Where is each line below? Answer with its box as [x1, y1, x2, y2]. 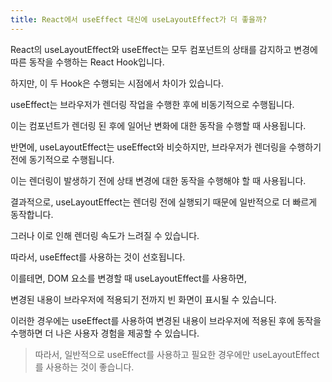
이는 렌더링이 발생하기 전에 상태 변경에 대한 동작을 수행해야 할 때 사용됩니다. [10, 174, 307, 186]
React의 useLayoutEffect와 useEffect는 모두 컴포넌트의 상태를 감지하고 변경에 [10, 43, 318, 55]
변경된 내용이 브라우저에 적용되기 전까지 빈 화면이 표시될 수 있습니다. [10, 293, 277, 305]
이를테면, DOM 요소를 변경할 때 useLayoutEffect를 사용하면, [10, 272, 248, 284]
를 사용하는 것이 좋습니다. [34, 361, 135, 373]
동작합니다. [10, 208, 54, 220]
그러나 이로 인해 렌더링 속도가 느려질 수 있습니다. [10, 229, 200, 241]
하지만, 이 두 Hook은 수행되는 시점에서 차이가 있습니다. [10, 77, 224, 89]
